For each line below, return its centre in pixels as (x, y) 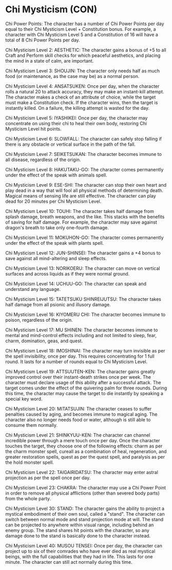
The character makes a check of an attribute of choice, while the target (81, 97)
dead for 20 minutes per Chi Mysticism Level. (53, 201)
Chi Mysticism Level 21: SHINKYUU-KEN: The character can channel (78, 435)
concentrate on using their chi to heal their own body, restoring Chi (76, 123)
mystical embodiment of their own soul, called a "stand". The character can (85, 514)
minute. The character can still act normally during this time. (69, 562)
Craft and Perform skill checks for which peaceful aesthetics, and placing (83, 55)
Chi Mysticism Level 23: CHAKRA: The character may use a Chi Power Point (85, 487)
